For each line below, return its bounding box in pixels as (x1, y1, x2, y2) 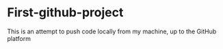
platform (7, 34, 31, 42)
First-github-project (7, 5, 124, 20)
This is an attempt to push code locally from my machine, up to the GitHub (7, 27, 217, 35)
